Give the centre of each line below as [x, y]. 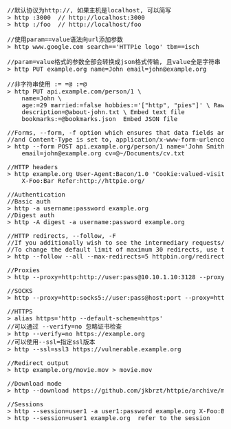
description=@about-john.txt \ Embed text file [103, 112]
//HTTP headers [33, 167]
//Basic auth [29, 201]
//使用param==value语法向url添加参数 [65, 40]
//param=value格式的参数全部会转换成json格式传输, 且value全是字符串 [114, 62]
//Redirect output [38, 363]
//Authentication [36, 195]
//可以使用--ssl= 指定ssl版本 [51, 342]
